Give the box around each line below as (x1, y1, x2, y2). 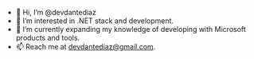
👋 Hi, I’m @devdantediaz (15, 8, 97, 17)
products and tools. (15, 33, 80, 42)
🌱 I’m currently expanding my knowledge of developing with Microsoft (15, 25, 247, 33)
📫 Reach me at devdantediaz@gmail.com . (15, 42, 156, 51)
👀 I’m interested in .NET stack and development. (15, 16, 174, 26)
